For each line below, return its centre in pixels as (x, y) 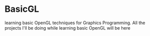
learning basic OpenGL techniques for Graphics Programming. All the (75, 23)
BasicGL (22, 9)
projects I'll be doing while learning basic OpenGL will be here (68, 28)
